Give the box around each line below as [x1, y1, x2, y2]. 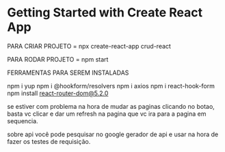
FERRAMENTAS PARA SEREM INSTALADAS [7, 68, 129, 77]
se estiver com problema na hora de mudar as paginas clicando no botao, [7, 102, 215, 110]
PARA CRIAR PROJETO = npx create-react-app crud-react [7, 42, 171, 50]
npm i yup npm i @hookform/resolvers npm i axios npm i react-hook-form [7, 81, 215, 90]
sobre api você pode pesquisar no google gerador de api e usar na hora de [7, 130, 219, 138]
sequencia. [7, 116, 39, 125]
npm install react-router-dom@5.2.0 [7, 89, 109, 97]
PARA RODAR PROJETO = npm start [7, 55, 109, 63]
